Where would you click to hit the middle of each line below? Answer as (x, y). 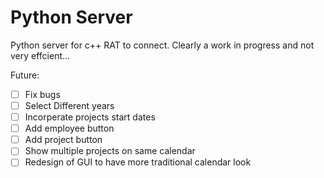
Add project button (63, 140)
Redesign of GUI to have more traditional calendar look (138, 162)
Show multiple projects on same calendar (110, 151)
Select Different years (69, 105)
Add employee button (69, 128)
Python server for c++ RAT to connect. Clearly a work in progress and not (162, 45)
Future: (25, 75)
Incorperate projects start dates (90, 117)
